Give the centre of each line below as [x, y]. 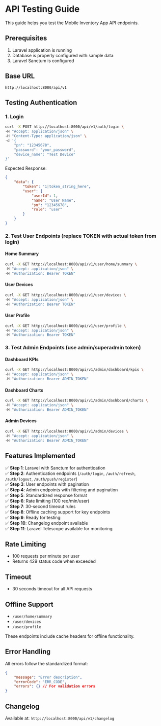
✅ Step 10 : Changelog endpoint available [47, 523]
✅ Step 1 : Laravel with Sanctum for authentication [55, 468]
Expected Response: [26, 168]
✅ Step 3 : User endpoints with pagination [47, 484]
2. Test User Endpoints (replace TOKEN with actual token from [81, 236]
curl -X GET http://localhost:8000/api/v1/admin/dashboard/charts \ [77, 400]
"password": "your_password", [45, 150]
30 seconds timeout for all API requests [52, 589]
